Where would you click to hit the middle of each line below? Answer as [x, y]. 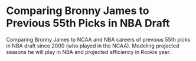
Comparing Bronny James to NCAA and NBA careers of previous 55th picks [98, 39]
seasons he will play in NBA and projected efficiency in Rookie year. [89, 52]
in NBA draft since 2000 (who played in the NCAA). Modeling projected [93, 46]
